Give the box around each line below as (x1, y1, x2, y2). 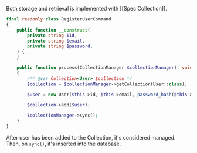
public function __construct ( (16, 27, 91, 33)
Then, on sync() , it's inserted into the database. (6, 140, 121, 147)
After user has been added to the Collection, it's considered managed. (6, 134, 176, 141)
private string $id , (27, 32, 77, 39)
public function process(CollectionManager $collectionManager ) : (16, 65, 180, 71)
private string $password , (27, 43, 93, 49)
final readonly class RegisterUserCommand (6, 16, 111, 22)
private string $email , (27, 38, 85, 44)
